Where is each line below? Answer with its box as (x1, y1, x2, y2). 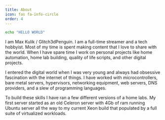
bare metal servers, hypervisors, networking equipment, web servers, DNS (5, 80, 158, 86)
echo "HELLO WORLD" (5, 30, 45, 35)
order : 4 (5, 16, 23, 21)
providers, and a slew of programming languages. (5, 85, 107, 91)
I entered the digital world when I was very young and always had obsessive (5, 70, 161, 76)
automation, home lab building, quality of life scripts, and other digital (5, 55, 146, 61)
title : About (5, 7, 32, 12)
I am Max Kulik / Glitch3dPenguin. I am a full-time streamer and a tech (5, 39, 148, 45)
